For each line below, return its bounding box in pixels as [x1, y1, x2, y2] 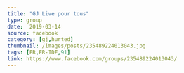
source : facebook [7, 29, 58, 37]
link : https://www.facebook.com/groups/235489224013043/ [7, 56, 178, 63]
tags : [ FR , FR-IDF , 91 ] [7, 49, 71, 56]
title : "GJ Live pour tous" [7, 10, 90, 17]
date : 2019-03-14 [7, 23, 61, 30]
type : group [7, 17, 42, 24]
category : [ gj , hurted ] [7, 36, 74, 43]
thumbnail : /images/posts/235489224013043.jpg [7, 42, 146, 49]
